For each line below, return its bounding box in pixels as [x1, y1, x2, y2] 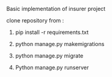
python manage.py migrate [15, 52, 84, 59]
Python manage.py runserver [15, 64, 89, 71]
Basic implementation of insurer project [6, 5, 106, 12]
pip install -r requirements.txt [15, 28, 89, 36]
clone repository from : [6, 17, 64, 24]
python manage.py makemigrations [15, 41, 105, 47]
